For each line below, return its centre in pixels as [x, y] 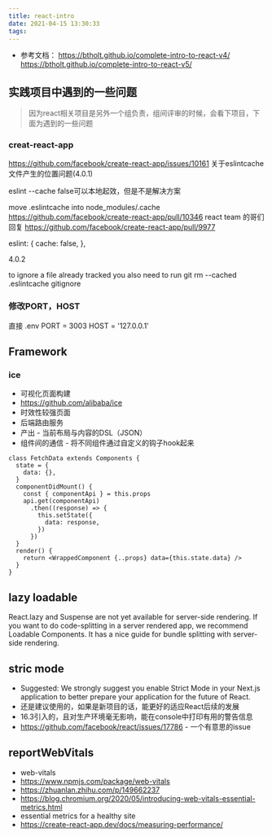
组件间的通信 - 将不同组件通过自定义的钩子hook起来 [107, 443]
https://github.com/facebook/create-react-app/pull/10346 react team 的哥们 [136, 217]
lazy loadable [43, 597]
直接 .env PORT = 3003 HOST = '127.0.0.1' [79, 326]
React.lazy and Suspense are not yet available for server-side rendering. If [133, 617]
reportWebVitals [51, 753]
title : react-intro [42, 16]
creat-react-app [41, 145]
